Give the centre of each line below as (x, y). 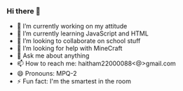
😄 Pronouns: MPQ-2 (47, 74)
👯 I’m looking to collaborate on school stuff (79, 41)
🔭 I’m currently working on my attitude (72, 26)
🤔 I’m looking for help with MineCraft (69, 49)
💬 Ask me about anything (53, 56)
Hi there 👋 (24, 11)
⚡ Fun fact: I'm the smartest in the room (74, 81)
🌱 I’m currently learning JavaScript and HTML (82, 33)
